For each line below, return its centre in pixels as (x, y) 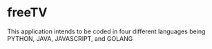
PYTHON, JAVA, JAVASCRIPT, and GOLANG (70, 38)
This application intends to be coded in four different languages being (106, 31)
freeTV (27, 13)
